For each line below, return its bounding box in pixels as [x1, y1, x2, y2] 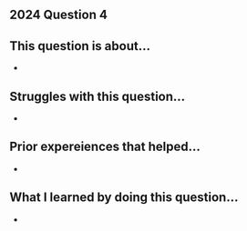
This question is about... [9, 38, 150, 54]
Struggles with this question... [9, 88, 186, 104]
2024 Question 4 [9, 7, 108, 23]
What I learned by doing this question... [9, 190, 239, 206]
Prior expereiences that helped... [9, 139, 201, 155]
